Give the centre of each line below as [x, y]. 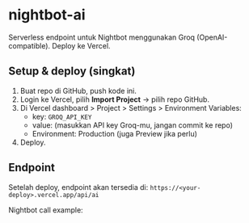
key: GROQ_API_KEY [62, 116]
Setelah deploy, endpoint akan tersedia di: [78, 187]
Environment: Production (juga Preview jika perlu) [115, 133]
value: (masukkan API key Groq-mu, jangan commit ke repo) [132, 125]
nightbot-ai [47, 15]
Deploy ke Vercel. [81, 45]
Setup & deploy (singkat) [72, 72]
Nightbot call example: [46, 210]
